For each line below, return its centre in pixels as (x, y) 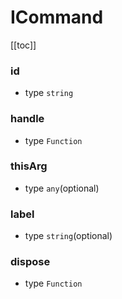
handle (27, 119)
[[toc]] (23, 45)
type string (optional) (68, 236)
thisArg (29, 166)
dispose (30, 262)
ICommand (57, 17)
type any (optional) (62, 188)
